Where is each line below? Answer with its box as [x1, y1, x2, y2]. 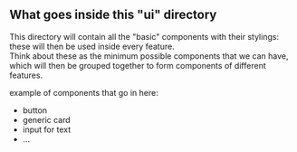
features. [9, 70, 43, 81]
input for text [22, 124, 71, 135]
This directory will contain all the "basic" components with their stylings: [9, 31, 279, 42]
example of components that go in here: [9, 87, 158, 98]
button [22, 104, 48, 116]
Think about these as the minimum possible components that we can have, [9, 50, 289, 62]
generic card [22, 114, 71, 125]
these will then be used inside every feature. [9, 41, 175, 52]
